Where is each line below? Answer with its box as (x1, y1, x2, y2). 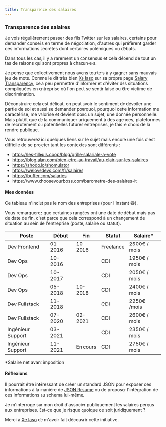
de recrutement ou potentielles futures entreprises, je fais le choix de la (5, 122, 151, 127)
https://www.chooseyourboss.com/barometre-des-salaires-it (12, 178, 137, 183)
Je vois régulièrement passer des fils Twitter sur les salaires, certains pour (5, 35, 157, 41)
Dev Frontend (7, 244, 40, 250)
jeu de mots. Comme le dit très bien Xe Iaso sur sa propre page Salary (5, 75, 148, 81)
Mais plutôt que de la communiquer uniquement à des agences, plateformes (5, 116, 161, 122)
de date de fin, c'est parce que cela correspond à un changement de (5, 215, 145, 221)
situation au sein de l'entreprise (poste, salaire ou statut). (5, 220, 121, 226)
